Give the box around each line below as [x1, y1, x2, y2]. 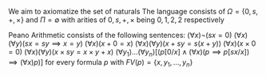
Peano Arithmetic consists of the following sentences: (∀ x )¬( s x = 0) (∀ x [8, 31, 246, 39]
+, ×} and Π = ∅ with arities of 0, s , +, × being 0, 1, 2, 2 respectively [8, 15, 225, 24]
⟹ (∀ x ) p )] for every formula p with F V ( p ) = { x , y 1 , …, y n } [8, 57, 193, 69]
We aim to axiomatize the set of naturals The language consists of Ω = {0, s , [8, 7, 258, 16]
